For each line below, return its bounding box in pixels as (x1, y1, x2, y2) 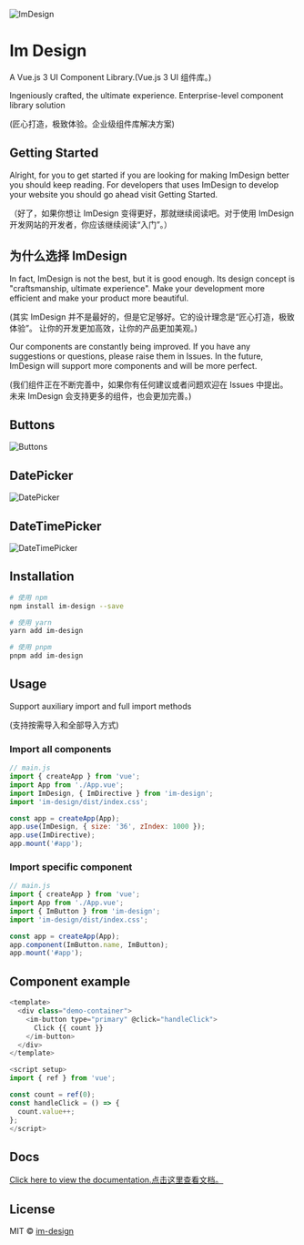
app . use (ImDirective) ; (9, 831, 96, 840)
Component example (9, 974, 131, 989)
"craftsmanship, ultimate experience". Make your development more (9, 282, 266, 293)
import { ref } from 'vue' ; (9, 1074, 117, 1083)
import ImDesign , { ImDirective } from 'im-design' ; (9, 789, 214, 798)
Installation (9, 569, 75, 585)
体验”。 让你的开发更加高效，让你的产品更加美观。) (9, 322, 198, 333)
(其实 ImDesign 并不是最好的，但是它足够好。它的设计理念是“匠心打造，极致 (9, 311, 296, 322)
